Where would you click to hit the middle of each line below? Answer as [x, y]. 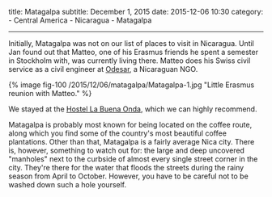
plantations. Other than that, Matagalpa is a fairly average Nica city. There [132, 142]
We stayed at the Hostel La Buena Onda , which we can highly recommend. [133, 109]
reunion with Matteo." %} [50, 93]
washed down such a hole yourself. [68, 184]
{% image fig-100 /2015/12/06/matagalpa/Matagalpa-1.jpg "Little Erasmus [132, 85]
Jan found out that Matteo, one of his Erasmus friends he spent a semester [134, 52]
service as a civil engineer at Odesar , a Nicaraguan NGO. [103, 69]
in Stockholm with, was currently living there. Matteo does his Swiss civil [130, 61]
